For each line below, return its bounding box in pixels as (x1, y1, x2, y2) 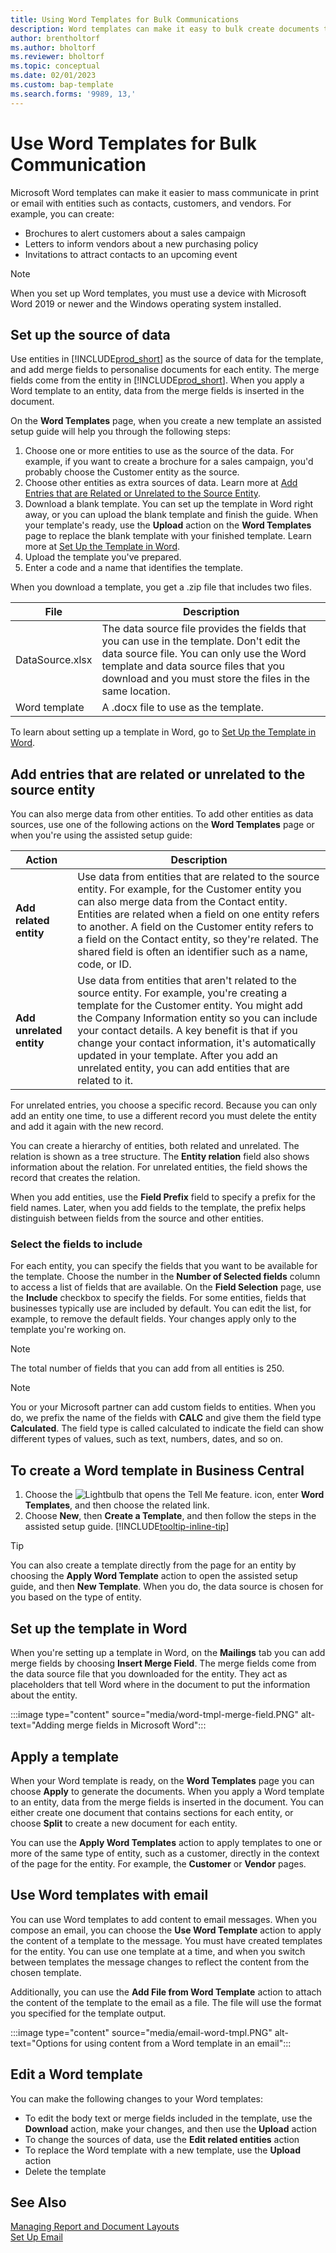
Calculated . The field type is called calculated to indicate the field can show (10, 1422, 324, 1435)
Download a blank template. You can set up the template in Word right (24, 498, 314, 510)
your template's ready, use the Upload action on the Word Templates (24, 519, 312, 531)
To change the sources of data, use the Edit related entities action (24, 2133, 300, 2145)
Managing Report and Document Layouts (10, 2221, 180, 2233)
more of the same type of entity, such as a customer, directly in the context (10, 1847, 320, 1859)
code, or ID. (77, 957, 132, 971)
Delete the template (24, 2165, 107, 2177)
